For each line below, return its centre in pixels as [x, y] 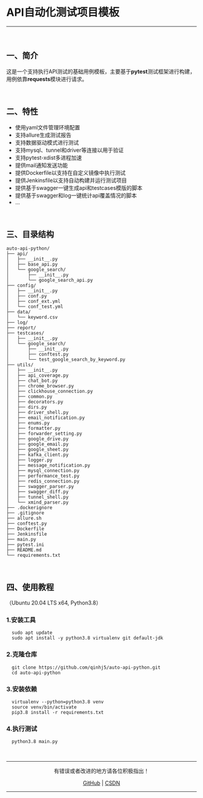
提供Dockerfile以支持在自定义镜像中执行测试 [70, 172]
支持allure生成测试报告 [43, 135]
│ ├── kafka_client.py [37, 455]
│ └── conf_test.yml [35, 307]
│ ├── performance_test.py [43, 476]
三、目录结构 [30, 234]
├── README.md [24, 550]
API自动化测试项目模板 [63, 12]
